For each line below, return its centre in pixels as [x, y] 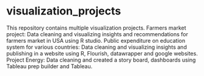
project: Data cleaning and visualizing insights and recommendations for [97, 34]
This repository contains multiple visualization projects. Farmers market [96, 28]
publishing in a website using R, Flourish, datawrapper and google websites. [102, 53]
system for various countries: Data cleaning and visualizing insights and [97, 47]
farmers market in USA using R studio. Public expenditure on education [96, 40]
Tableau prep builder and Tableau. [49, 66]
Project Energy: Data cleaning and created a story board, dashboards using [101, 60]
